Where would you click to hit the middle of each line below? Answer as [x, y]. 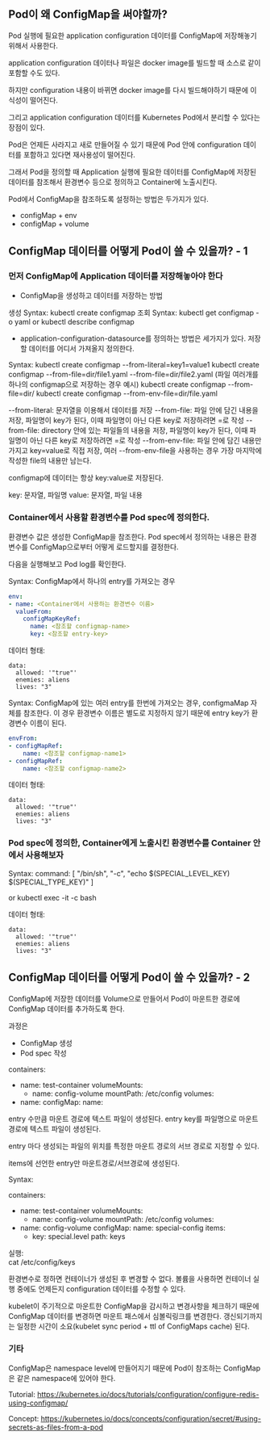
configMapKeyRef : [52, 619]
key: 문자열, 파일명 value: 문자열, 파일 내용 [75, 494]
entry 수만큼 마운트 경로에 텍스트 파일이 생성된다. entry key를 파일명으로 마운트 [133, 1119]
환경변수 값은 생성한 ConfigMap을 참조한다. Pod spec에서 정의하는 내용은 [125, 536]
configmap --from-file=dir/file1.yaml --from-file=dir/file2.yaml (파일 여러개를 [134, 374]
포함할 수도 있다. [34, 73]
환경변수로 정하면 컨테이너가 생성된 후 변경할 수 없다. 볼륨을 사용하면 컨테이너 [130, 1278]
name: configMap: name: [61, 1102]
